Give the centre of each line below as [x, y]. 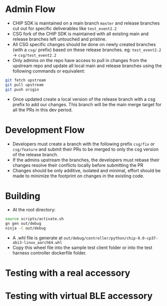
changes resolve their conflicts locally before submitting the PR [78, 165]
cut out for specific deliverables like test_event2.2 [64, 28]
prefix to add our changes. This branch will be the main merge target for [87, 104]
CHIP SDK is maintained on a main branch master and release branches [86, 23]
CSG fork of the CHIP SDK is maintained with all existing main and [80, 34]
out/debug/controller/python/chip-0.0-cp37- [111, 238]
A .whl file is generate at [37, 238]
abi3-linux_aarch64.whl [37, 243]
